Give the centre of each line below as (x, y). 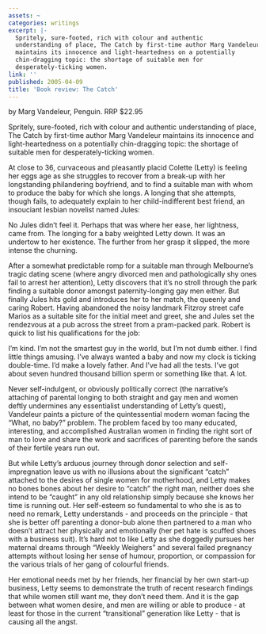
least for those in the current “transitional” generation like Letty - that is (124, 613)
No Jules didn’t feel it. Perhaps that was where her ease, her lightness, (123, 225)
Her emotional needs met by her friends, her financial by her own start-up (129, 580)
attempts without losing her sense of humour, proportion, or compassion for (132, 556)
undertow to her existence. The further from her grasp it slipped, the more (129, 242)
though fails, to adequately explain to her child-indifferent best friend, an (127, 201)
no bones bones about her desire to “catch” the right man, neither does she (131, 489)
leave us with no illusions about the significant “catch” (141, 472)
